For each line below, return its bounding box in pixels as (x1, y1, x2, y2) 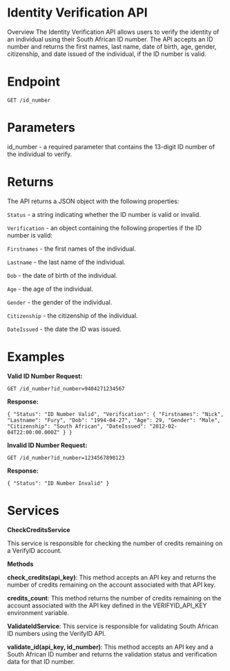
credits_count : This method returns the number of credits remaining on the (7, 594, 222, 602)
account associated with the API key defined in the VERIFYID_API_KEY (7, 601, 207, 609)
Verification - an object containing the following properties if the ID (7, 223, 202, 232)
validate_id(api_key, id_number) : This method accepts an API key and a (7, 643, 214, 651)
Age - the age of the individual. (7, 285, 93, 293)
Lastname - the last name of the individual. (7, 258, 126, 266)
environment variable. (7, 608, 69, 616)
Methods (7, 560, 34, 568)
